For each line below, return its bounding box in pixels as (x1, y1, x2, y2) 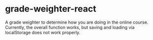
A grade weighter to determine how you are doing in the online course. (5, 19, 149, 25)
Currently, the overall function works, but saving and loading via (5, 24, 135, 30)
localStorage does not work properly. (5, 29, 81, 35)
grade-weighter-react (5, 3, 96, 14)
